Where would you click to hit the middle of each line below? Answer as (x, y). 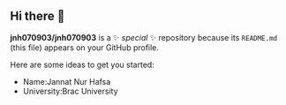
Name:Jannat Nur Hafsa (67, 81)
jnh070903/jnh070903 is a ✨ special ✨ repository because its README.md (144, 37)
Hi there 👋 (38, 16)
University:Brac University (70, 91)
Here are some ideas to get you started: (83, 64)
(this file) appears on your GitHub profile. (85, 47)
